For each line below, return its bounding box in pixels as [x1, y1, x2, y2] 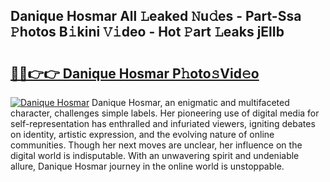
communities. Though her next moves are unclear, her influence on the [10, 139, 303, 151]
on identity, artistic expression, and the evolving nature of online [10, 129, 275, 140]
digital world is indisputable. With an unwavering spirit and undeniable [10, 150, 300, 161]
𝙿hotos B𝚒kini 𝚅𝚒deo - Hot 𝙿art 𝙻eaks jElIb [10, 24, 285, 41]
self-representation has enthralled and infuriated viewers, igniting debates [10, 118, 316, 129]
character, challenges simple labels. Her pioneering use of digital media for [10, 107, 320, 119]
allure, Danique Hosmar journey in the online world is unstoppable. [10, 160, 285, 172]
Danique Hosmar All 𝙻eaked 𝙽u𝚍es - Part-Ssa [10, 8, 302, 25]
